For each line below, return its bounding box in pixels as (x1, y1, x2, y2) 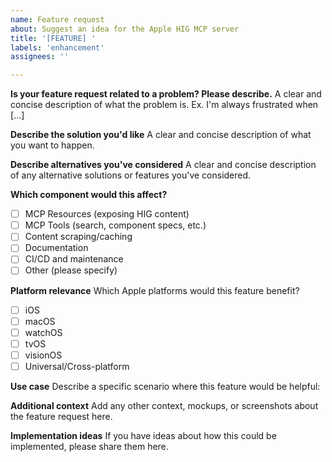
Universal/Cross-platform (24, 360, 130, 372)
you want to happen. (10, 139, 95, 151)
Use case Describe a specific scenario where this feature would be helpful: (10, 380, 321, 392)
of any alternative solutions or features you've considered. (10, 169, 252, 181)
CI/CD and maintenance (24, 253, 124, 265)
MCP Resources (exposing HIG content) (24, 208, 190, 220)
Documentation (24, 242, 89, 254)
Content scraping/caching (24, 231, 133, 243)
